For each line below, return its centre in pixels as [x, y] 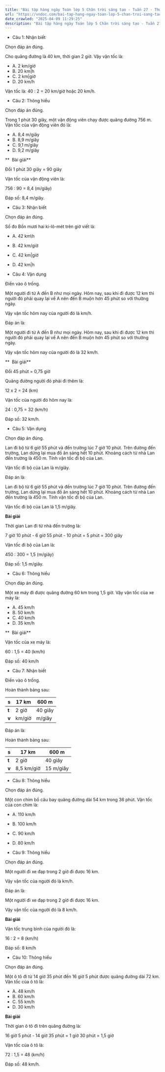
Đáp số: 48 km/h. [23, 1064]
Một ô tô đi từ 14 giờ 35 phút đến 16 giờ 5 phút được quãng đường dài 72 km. [82, 977]
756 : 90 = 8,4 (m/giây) [28, 189]
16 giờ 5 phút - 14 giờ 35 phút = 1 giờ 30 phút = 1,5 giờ [59, 1036]
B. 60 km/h [23, 997]
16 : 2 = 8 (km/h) [22, 939]
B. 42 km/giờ [25, 246]
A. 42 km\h [23, 236]
